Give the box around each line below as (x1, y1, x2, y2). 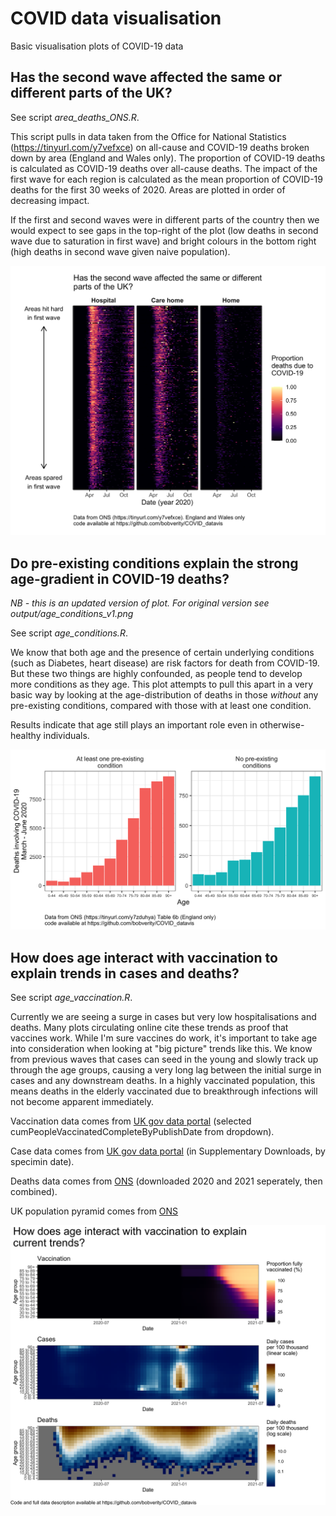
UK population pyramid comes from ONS (10, 1205, 179, 1217)
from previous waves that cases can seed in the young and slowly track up (10, 1053, 319, 1065)
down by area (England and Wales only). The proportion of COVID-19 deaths (10, 152, 326, 164)
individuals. (43, 730, 90, 742)
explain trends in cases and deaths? (10, 965, 240, 982)
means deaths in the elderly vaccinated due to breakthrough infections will (10, 1085, 318, 1097)
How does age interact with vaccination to (10, 949, 278, 966)
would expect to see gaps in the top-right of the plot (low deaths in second (10, 224, 319, 236)
